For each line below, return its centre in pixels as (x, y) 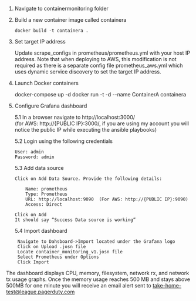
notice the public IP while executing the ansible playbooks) (86, 130)
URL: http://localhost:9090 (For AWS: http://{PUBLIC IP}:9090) (107, 199)
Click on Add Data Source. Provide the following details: (88, 179)
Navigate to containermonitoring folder (61, 9)
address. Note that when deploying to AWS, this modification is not (96, 59)
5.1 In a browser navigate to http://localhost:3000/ (75, 117)
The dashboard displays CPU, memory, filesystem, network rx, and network (98, 273)
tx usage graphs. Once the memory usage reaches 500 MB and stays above (98, 279)
